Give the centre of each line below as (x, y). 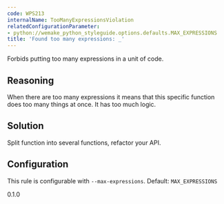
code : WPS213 (26, 13)
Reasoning (31, 80)
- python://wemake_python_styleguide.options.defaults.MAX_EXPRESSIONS (112, 33)
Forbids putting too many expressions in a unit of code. (85, 59)
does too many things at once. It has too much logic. (82, 104)
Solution (26, 126)
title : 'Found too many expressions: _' (66, 39)
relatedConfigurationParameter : (53, 26)
